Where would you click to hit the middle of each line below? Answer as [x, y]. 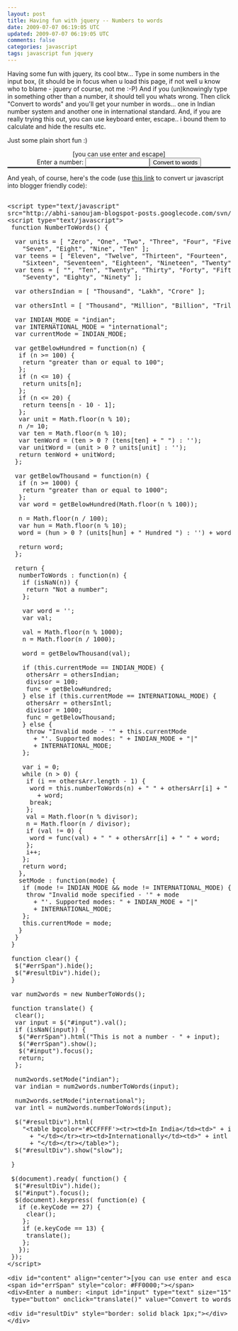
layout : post [27, 14]
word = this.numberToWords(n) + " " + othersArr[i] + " [129, 788]
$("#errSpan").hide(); [54, 965]
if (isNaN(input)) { [50, 1029]
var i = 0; [41, 767]
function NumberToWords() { [59, 227]
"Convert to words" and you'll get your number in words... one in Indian [111, 104]
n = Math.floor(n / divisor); [78, 823]
